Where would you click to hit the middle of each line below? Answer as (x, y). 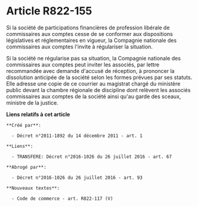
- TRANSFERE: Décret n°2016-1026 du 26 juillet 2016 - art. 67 (92, 157)
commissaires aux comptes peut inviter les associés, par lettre (83, 65)
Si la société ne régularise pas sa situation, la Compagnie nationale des (93, 58)
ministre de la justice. (32, 102)
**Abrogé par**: (26, 167)
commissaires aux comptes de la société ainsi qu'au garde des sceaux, (94, 96)
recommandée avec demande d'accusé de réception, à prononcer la (90, 71)
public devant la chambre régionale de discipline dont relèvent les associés (98, 90)
